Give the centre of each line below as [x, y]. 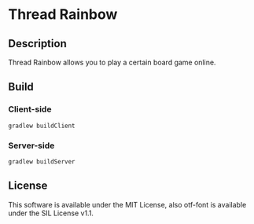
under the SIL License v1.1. [51, 213]
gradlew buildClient [42, 126]
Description [37, 44]
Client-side [30, 109]
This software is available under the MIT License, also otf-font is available [127, 204]
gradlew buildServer [42, 162]
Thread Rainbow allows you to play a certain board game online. [112, 62]
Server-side [31, 145]
